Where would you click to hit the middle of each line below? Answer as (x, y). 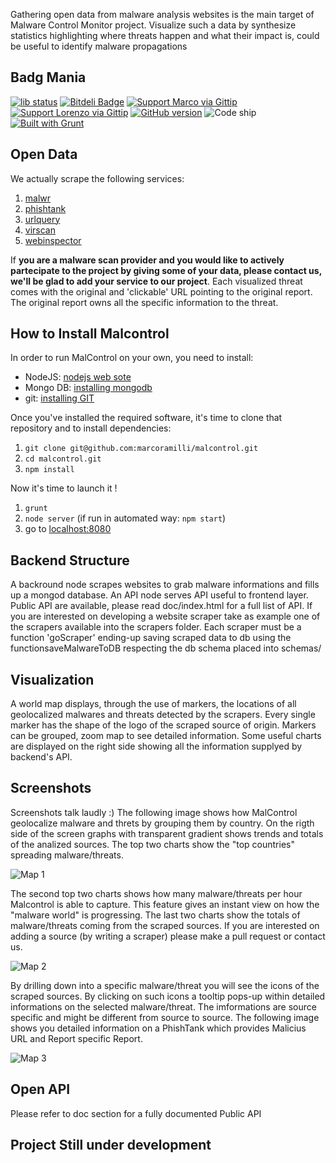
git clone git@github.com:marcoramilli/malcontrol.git (141, 449)
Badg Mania (48, 77)
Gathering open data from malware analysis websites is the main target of (162, 14)
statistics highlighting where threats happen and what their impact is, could (165, 35)
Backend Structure (70, 560)
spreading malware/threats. (67, 855)
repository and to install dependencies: (91, 428)
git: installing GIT (59, 398)
